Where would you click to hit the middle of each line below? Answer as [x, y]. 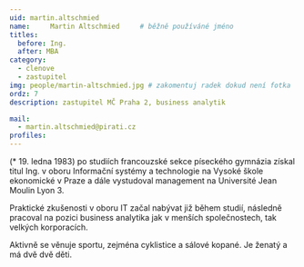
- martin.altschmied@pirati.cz [77, 127]
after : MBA [38, 52]
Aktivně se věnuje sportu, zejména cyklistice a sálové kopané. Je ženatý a [149, 245]
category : [28, 60]
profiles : [28, 136]
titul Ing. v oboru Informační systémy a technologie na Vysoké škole [137, 171]
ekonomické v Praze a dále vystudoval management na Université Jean [143, 181]
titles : [24, 35]
